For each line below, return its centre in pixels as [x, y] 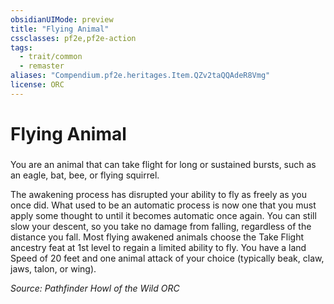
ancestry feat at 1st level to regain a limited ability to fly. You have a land [158, 247]
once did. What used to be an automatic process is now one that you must [163, 205]
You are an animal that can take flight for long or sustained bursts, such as [163, 164]
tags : [21, 47]
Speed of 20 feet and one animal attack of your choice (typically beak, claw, [167, 258]
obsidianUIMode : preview [62, 19]
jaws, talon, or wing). [53, 268]
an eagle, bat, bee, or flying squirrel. [85, 175]
